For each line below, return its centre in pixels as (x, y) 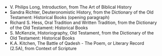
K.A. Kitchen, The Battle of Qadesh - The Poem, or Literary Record (77, 43)
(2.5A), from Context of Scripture (43, 48)
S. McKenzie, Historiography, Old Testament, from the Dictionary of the (82, 33)
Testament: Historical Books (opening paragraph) (60, 17)
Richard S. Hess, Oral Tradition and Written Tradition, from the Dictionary (83, 22)
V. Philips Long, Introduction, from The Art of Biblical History (71, 7)
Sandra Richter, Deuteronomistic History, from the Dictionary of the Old (81, 12)
